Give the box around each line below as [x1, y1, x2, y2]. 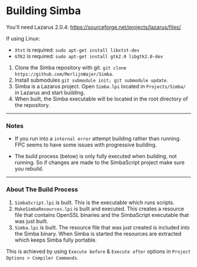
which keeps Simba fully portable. [14, 236, 97, 243]
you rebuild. [14, 165, 44, 172]
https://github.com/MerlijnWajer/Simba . [14, 70, 114, 77]
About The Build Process [6, 185, 78, 193]
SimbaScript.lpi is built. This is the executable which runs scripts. [14, 199, 175, 206]
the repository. [14, 101, 50, 108]
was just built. [14, 218, 49, 225]
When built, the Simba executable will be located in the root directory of [14, 95, 188, 102]
